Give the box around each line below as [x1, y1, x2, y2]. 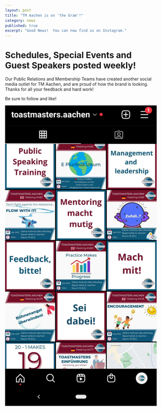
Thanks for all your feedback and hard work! [5, 86, 94, 92]
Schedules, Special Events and [5, 50, 132, 61]
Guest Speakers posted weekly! [5, 60, 136, 71]
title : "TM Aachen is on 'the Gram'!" [5, 13, 83, 18]
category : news [5, 18, 36, 23]
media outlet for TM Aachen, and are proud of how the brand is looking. [5, 81, 148, 87]
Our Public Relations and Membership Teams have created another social [5, 76, 152, 82]
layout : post [5, 8, 32, 13]
